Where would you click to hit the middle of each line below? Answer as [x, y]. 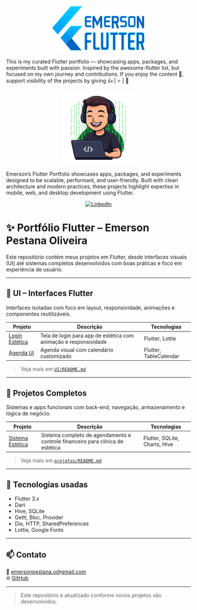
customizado [56, 356]
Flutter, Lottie [160, 338]
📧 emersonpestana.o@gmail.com [46, 572]
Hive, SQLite [30, 511]
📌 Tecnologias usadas [47, 485]
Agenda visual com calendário [77, 350]
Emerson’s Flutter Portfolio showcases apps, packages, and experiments [94, 174]
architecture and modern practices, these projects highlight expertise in [93, 186]
